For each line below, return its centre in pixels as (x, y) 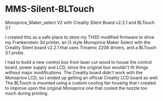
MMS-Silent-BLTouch (50, 9)
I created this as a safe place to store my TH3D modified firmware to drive (80, 37)
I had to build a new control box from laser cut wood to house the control (79, 62)
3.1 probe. (15, 53)
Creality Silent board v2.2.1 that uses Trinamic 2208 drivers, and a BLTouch (81, 47)
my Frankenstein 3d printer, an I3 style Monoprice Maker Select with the (78, 42)
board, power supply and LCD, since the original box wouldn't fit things (77, 67)
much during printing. (27, 93)
